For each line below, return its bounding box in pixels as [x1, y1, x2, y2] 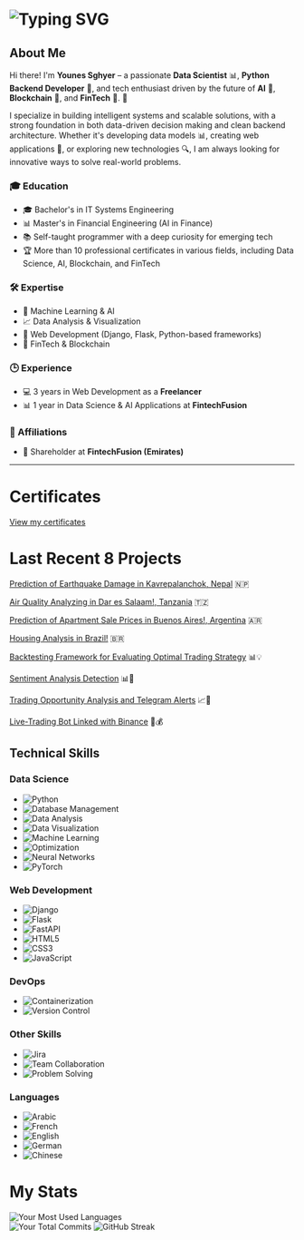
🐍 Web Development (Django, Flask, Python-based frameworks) [22, 328, 262, 339]
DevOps [9, 975, 46, 988]
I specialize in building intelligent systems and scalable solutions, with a [9, 110, 276, 121]
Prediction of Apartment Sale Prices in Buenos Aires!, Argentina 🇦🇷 [9, 615, 262, 626]
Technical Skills [9, 746, 100, 761]
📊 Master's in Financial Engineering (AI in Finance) [22, 218, 214, 229]
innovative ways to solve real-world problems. [9, 157, 182, 167]
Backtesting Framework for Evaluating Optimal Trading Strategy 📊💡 [9, 651, 262, 662]
